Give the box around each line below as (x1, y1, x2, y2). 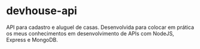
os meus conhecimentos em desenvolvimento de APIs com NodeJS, (6, 30, 174, 37)
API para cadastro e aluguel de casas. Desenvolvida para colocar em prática (6, 24, 194, 31)
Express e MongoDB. (6, 36, 59, 43)
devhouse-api (6, 4, 78, 18)
